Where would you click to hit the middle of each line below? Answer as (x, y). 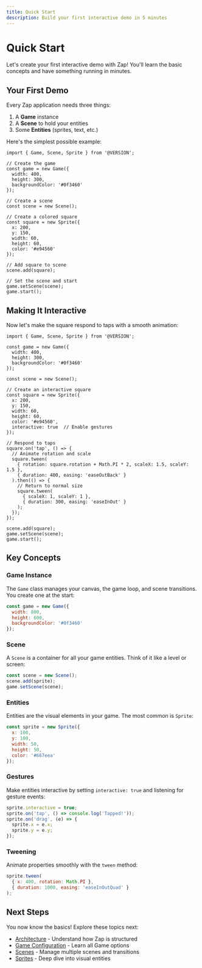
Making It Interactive (46, 310)
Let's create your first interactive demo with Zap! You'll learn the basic (94, 65)
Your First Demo (37, 90)
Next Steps (28, 912)
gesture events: (26, 796)
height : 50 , (27, 749)
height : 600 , (28, 618)
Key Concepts (33, 558)
